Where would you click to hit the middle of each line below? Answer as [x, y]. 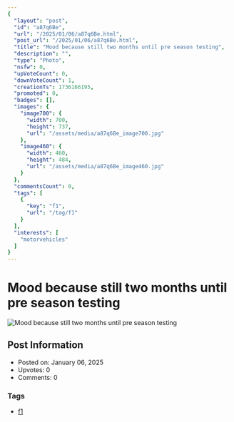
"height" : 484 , [49, 160]
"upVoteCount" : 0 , [41, 73]
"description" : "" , [43, 54]
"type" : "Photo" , [40, 61]
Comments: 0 [38, 377]
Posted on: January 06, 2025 [60, 362]
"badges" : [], [35, 101]
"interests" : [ [36, 232]
